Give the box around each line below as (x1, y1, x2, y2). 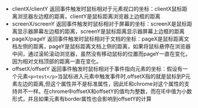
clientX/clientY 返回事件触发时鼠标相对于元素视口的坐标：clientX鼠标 (11, 5, 182, 12)
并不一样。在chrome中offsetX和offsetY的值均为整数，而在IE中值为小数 (17, 88, 192, 95)
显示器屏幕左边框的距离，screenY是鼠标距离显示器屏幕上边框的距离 (17, 28, 185, 35)
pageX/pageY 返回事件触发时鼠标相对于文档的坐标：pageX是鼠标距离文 (11, 35, 190, 42)
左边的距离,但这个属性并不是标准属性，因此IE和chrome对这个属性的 (17, 80, 185, 87)
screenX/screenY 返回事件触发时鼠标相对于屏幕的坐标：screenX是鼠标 (11, 20, 187, 27)
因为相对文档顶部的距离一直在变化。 (11, 58, 102, 65)
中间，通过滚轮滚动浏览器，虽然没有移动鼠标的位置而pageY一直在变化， (11, 50, 191, 57)
